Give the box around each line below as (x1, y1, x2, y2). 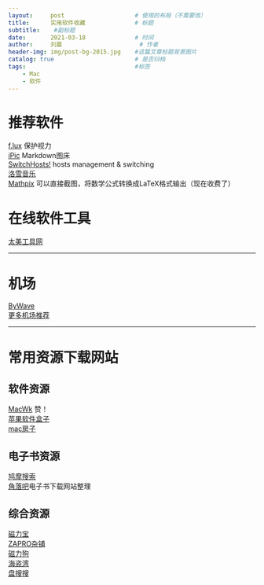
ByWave (8, 301, 35, 311)
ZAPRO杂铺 (8, 539, 46, 548)
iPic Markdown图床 (8, 151, 71, 160)
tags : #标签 (8, 63, 151, 71)
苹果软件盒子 (8, 414, 49, 424)
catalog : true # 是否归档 (8, 56, 166, 64)
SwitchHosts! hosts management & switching (8, 160, 155, 169)
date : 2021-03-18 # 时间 (8, 33, 154, 42)
